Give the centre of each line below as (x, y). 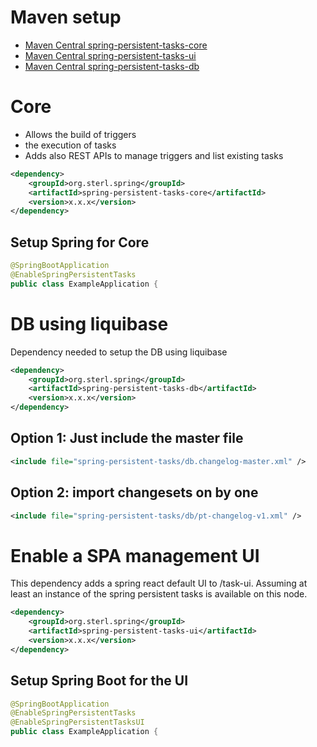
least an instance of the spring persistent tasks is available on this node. (159, 594)
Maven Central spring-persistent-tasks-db (112, 66)
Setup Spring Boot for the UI (99, 681)
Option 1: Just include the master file (127, 438)
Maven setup (66, 17)
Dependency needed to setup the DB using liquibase (119, 352)
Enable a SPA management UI (135, 555)
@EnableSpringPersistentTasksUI (77, 722)
